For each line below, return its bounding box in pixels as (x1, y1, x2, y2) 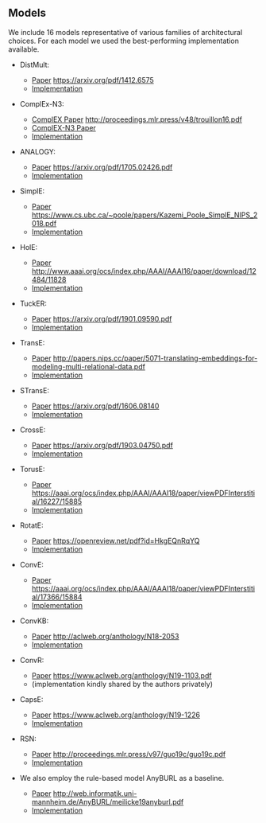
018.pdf (31, 218, 57, 228)
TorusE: (19, 464, 45, 474)
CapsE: (19, 694, 44, 704)
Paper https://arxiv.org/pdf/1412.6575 (31, 75, 155, 84)
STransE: (19, 385, 50, 395)
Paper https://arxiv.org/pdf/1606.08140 (31, 401, 160, 411)
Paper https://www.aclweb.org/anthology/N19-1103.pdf (31, 670, 212, 680)
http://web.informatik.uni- (52, 788, 137, 798)
